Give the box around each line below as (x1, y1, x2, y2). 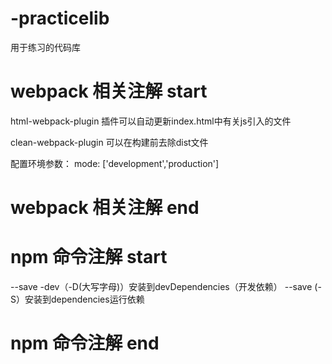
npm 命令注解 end (10, 332, 160, 355)
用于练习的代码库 (10, 41, 81, 53)
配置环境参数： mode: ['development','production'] (10, 157, 220, 169)
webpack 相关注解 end (10, 197, 200, 219)
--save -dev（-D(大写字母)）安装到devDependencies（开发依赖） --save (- (10, 281, 322, 292)
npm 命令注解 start (10, 246, 168, 269)
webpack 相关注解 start (10, 80, 208, 103)
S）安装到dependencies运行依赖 (10, 293, 145, 305)
